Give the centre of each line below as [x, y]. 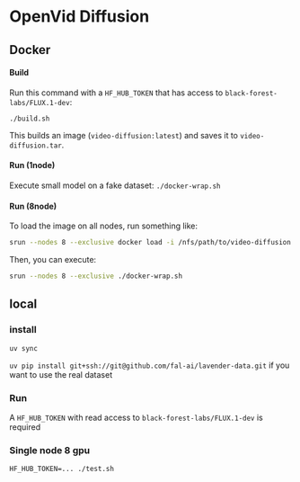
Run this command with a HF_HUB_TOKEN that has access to [116, 93]
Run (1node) [32, 165]
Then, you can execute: [53, 260]
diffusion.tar [36, 146]
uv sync [24, 348]
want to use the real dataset [61, 374]
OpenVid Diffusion [79, 17]
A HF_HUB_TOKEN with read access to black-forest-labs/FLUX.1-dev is [136, 417]
